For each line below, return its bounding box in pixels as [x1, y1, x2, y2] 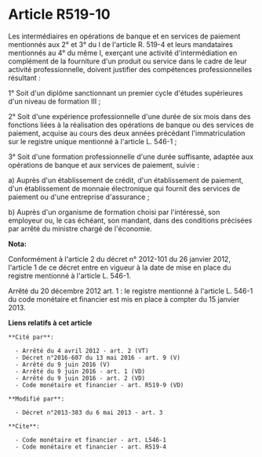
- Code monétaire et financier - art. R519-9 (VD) [15, 381, 184, 389]
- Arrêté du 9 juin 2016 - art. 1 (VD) [15, 367, 146, 375]
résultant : [8, 73, 41, 82]
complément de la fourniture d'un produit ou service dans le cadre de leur [8, 56, 247, 66]
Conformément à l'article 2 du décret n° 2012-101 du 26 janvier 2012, [8, 254, 231, 263]
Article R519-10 [8, 5, 111, 24]
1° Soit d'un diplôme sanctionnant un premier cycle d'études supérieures [8, 88, 243, 97]
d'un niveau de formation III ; [8, 96, 101, 106]
